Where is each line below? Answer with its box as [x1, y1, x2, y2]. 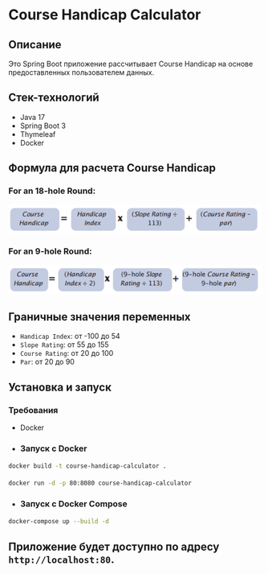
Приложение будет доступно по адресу [8, 539, 220, 553]
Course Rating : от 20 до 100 [19, 349, 114, 358]
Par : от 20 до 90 [19, 357, 75, 367]
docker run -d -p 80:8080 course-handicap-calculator [8, 479, 193, 488]
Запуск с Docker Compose [19, 498, 128, 509]
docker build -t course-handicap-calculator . [8, 462, 167, 470]
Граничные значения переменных [8, 310, 191, 324]
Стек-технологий [8, 91, 99, 105]
